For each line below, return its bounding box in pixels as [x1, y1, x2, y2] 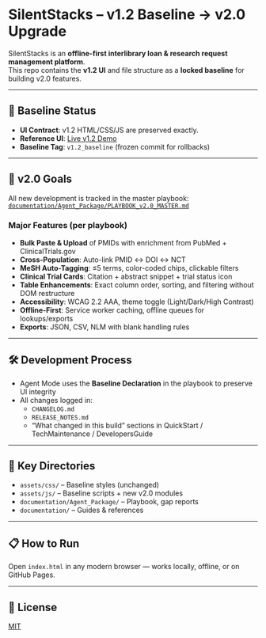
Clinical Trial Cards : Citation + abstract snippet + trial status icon [19, 272, 233, 281]
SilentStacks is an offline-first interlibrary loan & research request [8, 48, 228, 58]
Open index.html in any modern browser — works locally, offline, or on [8, 562, 240, 572]
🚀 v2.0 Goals [8, 173, 73, 186]
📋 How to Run [8, 537, 80, 550]
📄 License [8, 600, 58, 614]
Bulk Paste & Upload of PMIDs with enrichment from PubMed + [19, 237, 227, 247]
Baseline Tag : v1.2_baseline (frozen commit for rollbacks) [19, 142, 211, 151]
